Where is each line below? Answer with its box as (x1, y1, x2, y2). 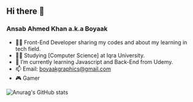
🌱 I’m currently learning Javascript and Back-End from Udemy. (15, 58, 173, 65)
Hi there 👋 (6, 6, 45, 17)
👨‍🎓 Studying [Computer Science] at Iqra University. (15, 52, 145, 59)
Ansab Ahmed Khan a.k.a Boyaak (6, 25, 108, 33)
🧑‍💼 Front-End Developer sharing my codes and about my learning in (15, 38, 187, 46)
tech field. (15, 45, 41, 52)
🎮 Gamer (15, 74, 40, 82)
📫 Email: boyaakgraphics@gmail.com (15, 65, 112, 73)
